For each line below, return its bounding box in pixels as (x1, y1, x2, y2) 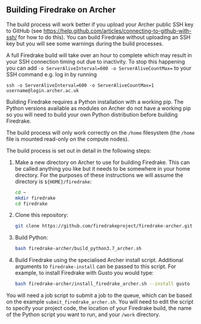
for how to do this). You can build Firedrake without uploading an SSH (18, 33, 191, 41)
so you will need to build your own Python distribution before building (6, 111, 178, 118)
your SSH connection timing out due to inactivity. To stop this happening (6, 58, 185, 65)
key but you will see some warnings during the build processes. (6, 40, 164, 47)
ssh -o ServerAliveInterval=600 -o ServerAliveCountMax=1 (6, 82, 154, 88)
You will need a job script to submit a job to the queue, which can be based (6, 292, 192, 299)
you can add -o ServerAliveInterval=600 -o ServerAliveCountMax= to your (6, 64, 192, 72)
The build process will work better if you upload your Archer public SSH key (6, 20, 194, 28)
